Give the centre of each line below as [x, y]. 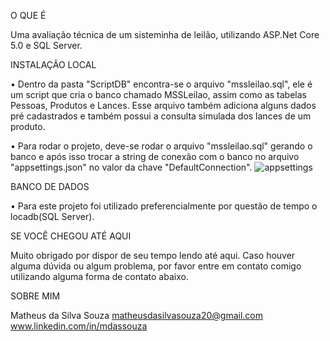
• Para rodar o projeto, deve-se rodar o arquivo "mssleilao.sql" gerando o [161, 146]
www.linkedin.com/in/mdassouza [79, 326]
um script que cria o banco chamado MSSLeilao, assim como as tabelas [158, 94]
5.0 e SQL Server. [46, 45]
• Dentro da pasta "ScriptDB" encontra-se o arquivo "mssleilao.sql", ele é [161, 84]
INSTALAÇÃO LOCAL [53, 64]
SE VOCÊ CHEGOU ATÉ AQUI [71, 236]
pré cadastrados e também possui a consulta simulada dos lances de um [161, 116]
